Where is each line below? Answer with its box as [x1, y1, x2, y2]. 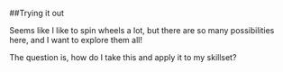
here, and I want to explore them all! [9, 35, 142, 45]
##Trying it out [9, 8, 65, 18]
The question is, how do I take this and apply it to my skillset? [9, 52, 237, 62]
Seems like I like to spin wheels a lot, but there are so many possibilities [9, 25, 275, 35]
